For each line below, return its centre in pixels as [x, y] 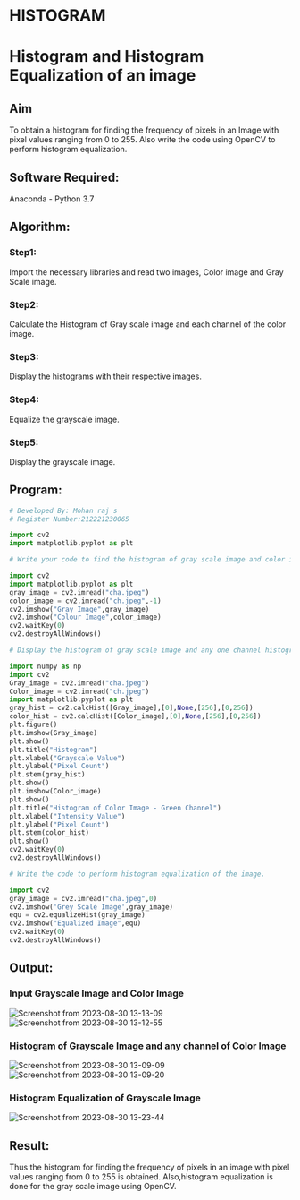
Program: [36, 490]
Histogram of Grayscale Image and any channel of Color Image [148, 1046]
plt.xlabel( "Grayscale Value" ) [67, 758]
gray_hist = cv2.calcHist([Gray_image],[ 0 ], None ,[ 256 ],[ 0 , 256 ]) [131, 708]
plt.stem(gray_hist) [48, 775]
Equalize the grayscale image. [65, 419]
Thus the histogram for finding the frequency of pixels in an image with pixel [150, 1167]
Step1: [23, 253]
